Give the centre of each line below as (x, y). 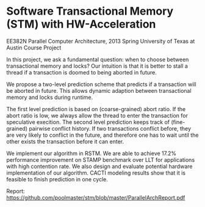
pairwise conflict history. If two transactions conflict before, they (110, 128)
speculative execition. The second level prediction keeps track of (88, 122)
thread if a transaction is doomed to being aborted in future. (81, 72)
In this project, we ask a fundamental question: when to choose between (98, 59)
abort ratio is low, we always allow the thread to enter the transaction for (97, 115)
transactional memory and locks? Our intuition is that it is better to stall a (97, 66)
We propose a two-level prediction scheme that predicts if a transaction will (101, 84)
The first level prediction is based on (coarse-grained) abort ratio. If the (96, 109)
